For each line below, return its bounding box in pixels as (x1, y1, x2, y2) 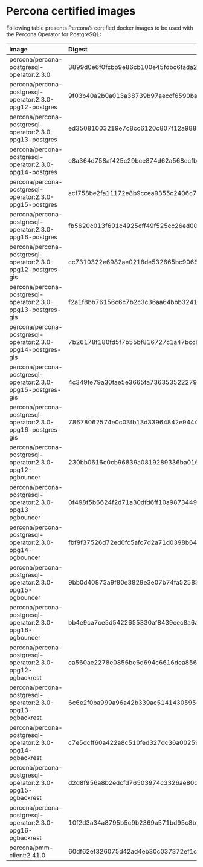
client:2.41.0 (9, 851, 46, 859)
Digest (68, 45, 88, 53)
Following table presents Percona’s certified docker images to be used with (6, 24, 193, 31)
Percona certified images (6, 4, 136, 18)
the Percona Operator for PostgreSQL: (6, 30, 101, 37)
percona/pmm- (9, 843, 54, 852)
